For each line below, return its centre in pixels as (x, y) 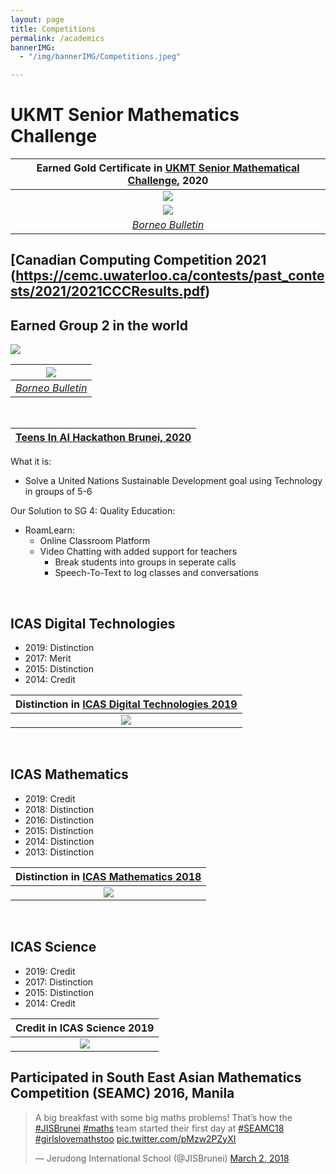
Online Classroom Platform (95, 541)
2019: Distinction (59, 648)
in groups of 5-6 (58, 492)
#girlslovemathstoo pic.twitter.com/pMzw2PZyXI (135, 1138)
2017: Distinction (59, 982)
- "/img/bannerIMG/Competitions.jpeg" (100, 57)
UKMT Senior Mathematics (125, 115)
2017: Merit (48, 658)
